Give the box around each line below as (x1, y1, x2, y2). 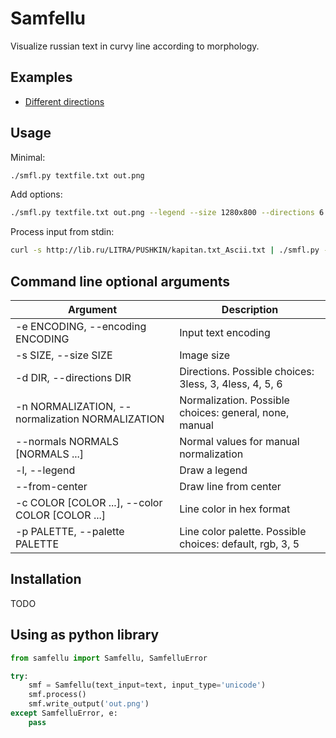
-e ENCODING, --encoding (15, 320, 147, 333)
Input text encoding (179, 326, 271, 339)
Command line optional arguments (10, 273, 231, 290)
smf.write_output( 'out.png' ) (28, 699, 150, 709)
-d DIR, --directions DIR (15, 371, 132, 384)
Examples (10, 69, 73, 86)
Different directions (24, 95, 105, 107)
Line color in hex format (179, 502, 291, 516)
